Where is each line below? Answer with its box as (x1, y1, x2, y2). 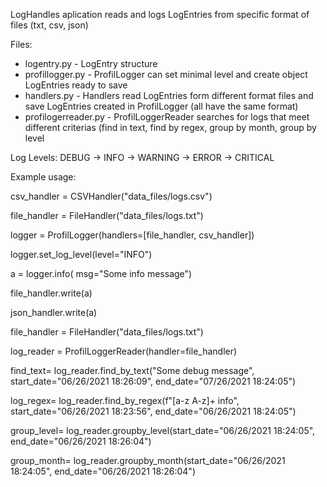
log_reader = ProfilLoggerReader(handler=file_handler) (10, 345, 238, 357)
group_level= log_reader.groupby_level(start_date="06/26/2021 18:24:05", (10, 425, 316, 436)
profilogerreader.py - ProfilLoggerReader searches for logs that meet (24, 111, 310, 123)
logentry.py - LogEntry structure (24, 58, 158, 69)
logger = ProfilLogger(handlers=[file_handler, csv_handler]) (10, 229, 255, 241)
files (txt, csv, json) (10, 19, 89, 31)
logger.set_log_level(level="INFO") (10, 249, 153, 260)
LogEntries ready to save (24, 79, 128, 91)
